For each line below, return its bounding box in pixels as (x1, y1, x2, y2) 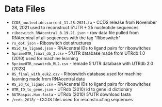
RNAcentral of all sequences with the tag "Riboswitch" (11, 35, 121, 41)
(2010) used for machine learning (11, 55, 79, 61)
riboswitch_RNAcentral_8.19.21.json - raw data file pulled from (11, 30, 139, 35)
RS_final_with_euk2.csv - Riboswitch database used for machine (11, 71, 142, 76)
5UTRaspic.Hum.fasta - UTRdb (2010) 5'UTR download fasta (11, 91, 131, 97)
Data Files (4, 3, 46, 15)
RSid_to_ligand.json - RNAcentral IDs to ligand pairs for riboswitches (11, 45, 151, 51)
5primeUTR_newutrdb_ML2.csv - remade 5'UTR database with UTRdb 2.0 (11, 61, 154, 66)
